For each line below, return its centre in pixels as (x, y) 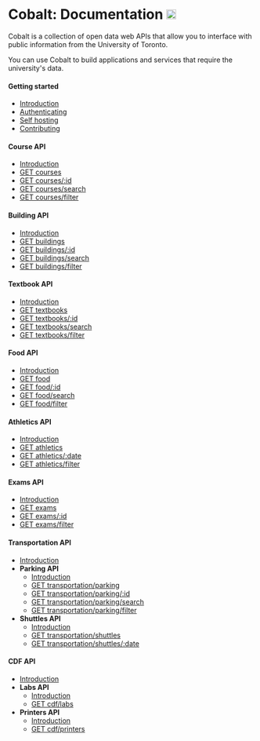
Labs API (34, 687)
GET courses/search (52, 189)
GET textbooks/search (56, 327)
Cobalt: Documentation (86, 15)
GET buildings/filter (51, 266)
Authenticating (43, 112)
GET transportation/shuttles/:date (85, 643)
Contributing (40, 129)
